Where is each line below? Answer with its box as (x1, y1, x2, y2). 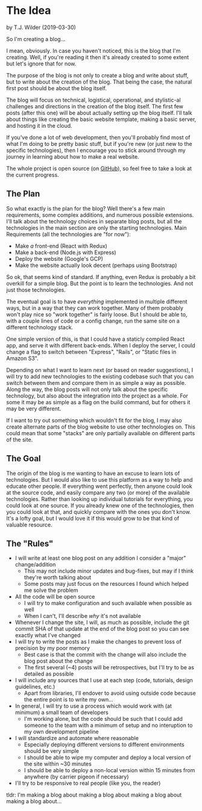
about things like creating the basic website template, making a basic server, (6, 116, 197, 123)
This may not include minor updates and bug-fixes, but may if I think (24, 567, 194, 575)
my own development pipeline (24, 728, 99, 735)
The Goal (6, 453, 41, 464)
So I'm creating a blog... (6, 35, 66, 42)
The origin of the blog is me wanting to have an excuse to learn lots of (6, 470, 180, 477)
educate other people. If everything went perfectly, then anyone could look (6, 482, 193, 490)
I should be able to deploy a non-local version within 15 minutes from (24, 767, 195, 774)
